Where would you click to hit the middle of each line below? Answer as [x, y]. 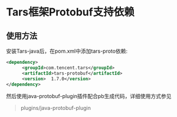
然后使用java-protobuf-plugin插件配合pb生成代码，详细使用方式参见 [89, 96]
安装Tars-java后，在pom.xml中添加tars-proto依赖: [67, 51]
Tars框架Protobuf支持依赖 [70, 12]
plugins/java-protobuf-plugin [56, 108]
